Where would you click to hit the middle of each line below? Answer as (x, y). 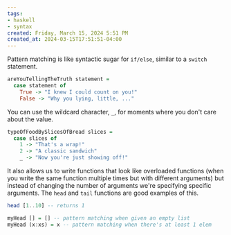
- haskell (21, 20)
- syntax (20, 26)
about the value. (30, 119)
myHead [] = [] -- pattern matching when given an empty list (99, 218)
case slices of (35, 138)
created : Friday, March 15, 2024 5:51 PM (68, 33)
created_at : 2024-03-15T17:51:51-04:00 (65, 40)
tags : (15, 14)
